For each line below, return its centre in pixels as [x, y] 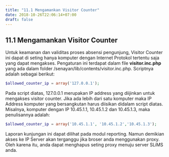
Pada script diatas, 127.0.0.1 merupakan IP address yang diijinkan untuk [80, 93]
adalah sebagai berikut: [30, 74]
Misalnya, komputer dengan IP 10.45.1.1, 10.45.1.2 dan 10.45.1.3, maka [78, 110]
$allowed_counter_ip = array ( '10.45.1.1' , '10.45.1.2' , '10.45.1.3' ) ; [81, 124]
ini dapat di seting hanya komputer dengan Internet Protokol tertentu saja [82, 58]
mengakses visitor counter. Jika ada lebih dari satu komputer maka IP [79, 99]
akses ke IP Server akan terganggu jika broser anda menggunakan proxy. [82, 139]
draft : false [19, 19]
